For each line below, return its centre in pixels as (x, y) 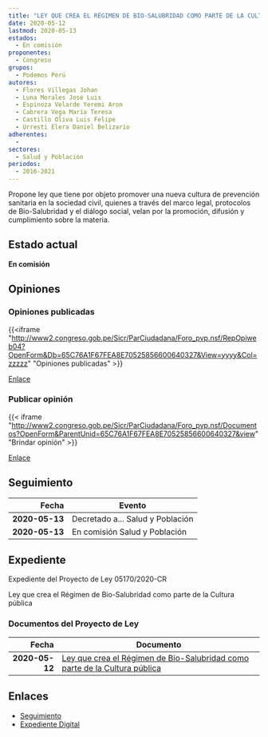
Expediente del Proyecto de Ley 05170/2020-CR (88, 579)
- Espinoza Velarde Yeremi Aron (69, 105)
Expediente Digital (49, 724)
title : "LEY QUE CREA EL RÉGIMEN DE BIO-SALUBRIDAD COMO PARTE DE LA (126, 16)
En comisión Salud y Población (129, 532)
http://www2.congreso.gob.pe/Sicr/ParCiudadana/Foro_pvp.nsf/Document (134, 425)
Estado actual (43, 245)
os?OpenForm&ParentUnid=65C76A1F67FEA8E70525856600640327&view (132, 434)
